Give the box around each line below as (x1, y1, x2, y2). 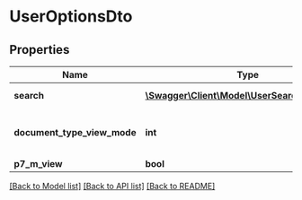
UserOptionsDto (9, 6, 133, 27)
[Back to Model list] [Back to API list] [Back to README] (9, 181, 216, 191)
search (13, 90, 45, 101)
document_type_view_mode (13, 126, 137, 138)
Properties (9, 42, 70, 57)
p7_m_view (13, 158, 63, 170)
